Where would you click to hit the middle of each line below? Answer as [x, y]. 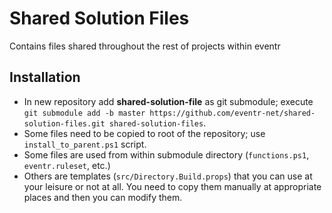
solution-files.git [64, 123]
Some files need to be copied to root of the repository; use [144, 133]
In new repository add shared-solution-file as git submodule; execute [168, 101]
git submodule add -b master [84, 113]
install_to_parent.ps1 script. [85, 144]
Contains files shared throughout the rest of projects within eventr [145, 46]
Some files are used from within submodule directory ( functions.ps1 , [166, 154]
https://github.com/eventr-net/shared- [232, 113]
